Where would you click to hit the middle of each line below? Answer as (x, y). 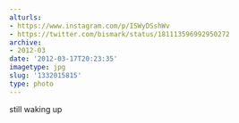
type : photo (31, 84)
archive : (26, 42)
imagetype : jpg (38, 68)
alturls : (26, 17)
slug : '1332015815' (46, 76)
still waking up (36, 109)
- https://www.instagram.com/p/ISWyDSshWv (90, 26)
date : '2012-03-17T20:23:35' (64, 59)
